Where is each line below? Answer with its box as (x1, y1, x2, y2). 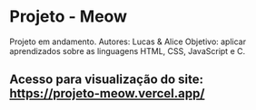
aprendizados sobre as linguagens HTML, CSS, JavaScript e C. (9, 45, 246, 56)
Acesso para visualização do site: (9, 72, 204, 87)
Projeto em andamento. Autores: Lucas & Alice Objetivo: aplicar (9, 36, 247, 47)
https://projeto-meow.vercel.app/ (9, 86, 205, 101)
